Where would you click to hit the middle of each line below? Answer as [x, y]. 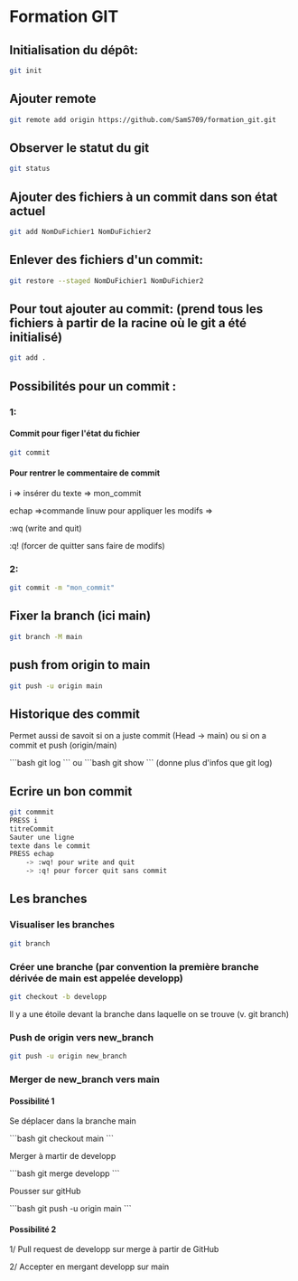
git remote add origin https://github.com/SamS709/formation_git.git [143, 119]
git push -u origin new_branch [68, 1056]
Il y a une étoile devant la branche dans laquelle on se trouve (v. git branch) [149, 1013]
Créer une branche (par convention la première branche [134, 966]
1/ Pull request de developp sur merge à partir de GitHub [114, 1249]
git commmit [32, 812]
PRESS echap [32, 854]
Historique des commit [75, 714]
